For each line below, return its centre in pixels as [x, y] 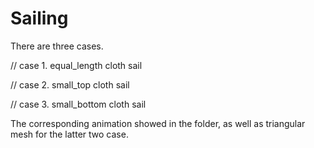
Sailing [39, 18]
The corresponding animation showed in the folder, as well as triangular [158, 123]
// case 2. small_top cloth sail [70, 84]
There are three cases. [57, 46]
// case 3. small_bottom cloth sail [78, 104]
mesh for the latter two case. [69, 134]
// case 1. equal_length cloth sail [76, 65]
